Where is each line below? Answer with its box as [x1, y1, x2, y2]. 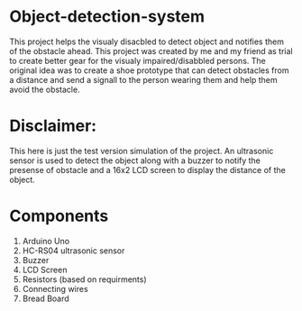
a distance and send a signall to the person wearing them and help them [9, 74, 278, 85]
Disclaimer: [9, 115, 97, 136]
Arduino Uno [22, 235, 70, 246]
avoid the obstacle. [9, 84, 80, 95]
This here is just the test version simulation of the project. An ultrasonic [9, 145, 274, 156]
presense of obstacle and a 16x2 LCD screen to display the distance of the [9, 164, 286, 175]
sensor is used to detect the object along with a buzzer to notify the [9, 155, 261, 166]
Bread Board [22, 293, 69, 304]
